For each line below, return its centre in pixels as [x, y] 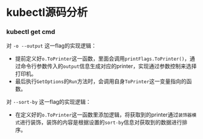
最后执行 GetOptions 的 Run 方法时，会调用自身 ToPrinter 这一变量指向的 [101, 81]
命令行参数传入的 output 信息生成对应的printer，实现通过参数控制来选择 [108, 66]
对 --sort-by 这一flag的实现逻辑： [49, 102]
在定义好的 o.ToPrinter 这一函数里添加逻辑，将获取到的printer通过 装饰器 [103, 115]
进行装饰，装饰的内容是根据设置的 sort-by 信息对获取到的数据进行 [101, 123]
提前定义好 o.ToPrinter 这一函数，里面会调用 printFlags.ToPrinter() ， [102, 59]
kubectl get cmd [31, 32]
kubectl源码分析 [47, 12]
